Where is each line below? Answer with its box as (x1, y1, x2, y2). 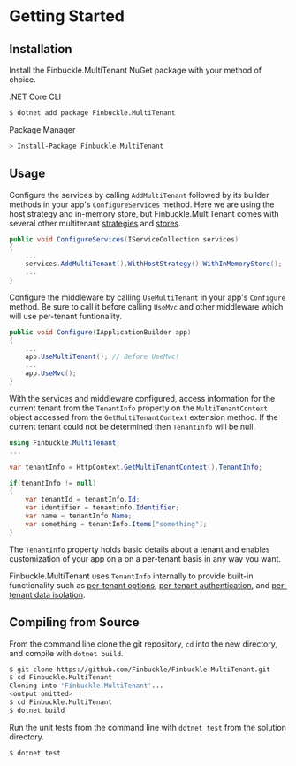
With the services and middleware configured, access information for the (9, 393, 276, 403)
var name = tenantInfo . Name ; (25, 511, 133, 521)
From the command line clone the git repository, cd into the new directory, (9, 639, 278, 649)
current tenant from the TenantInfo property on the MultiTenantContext (9, 402, 268, 413)
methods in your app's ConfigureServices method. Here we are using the (9, 199, 275, 210)
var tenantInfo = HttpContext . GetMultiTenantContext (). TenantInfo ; (9, 463, 263, 471)
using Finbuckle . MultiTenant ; (9, 438, 121, 448)
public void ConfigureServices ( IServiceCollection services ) (9, 234, 239, 244)
